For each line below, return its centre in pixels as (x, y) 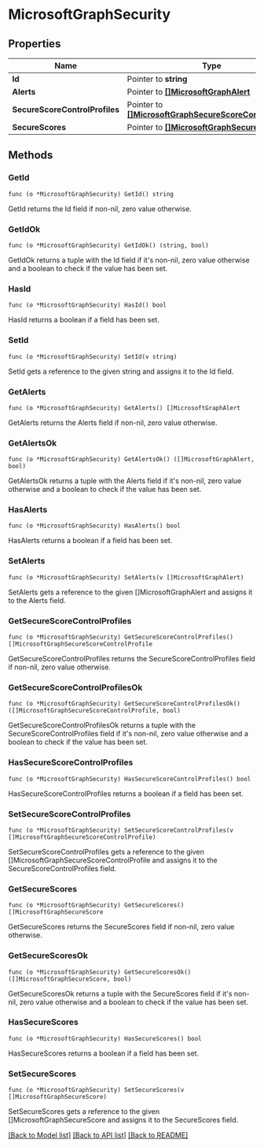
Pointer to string (157, 79)
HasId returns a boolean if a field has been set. (84, 320)
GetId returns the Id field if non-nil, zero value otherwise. (100, 209)
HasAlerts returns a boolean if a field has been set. (90, 541)
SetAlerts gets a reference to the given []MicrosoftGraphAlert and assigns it (130, 592)
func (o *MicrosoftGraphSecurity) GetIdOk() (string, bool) (109, 245)
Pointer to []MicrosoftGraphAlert (189, 92)
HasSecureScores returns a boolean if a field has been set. (103, 1053)
